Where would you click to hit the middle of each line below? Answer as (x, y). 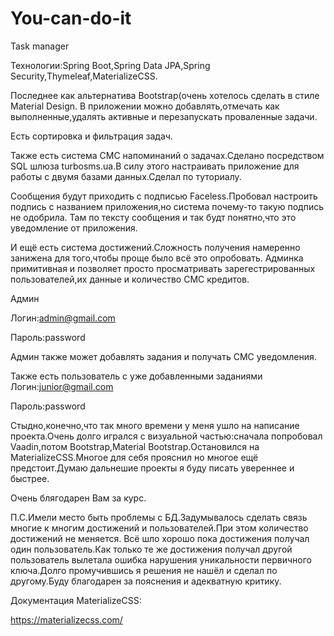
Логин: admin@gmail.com (63, 318)
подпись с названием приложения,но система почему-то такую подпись (167, 206)
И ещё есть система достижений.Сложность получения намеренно (155, 247)
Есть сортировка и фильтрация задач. (91, 136)
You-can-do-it (71, 18)
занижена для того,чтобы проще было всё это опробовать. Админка (157, 258)
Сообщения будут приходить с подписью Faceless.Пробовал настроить (164, 196)
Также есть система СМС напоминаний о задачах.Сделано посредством (167, 155)
